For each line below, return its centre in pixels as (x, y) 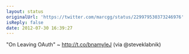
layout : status (25, 11)
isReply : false (25, 22)
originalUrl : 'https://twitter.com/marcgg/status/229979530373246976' (95, 17)
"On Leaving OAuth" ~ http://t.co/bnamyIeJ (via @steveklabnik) (84, 45)
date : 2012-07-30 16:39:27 (39, 28)
